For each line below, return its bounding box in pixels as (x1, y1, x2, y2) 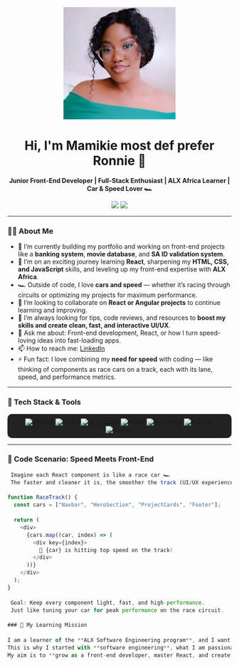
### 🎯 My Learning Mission (7, 622, 87, 629)
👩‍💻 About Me (7, 226, 53, 236)
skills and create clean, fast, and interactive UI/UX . (17, 321, 171, 330)
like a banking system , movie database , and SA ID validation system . (17, 250, 225, 259)
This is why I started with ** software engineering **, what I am (7, 644, 205, 651)
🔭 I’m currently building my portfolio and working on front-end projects (17, 242, 225, 251)
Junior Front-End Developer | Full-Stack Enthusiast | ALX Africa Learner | (9, 176, 230, 184)
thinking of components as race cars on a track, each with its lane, (17, 365, 213, 374)
